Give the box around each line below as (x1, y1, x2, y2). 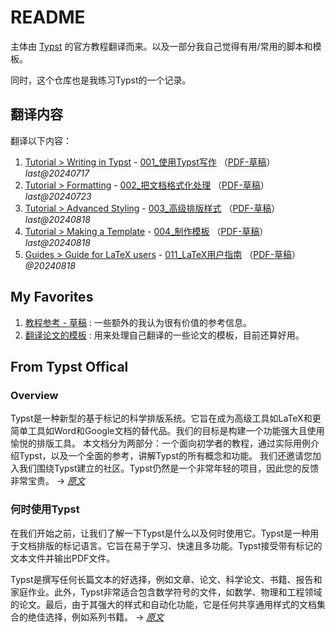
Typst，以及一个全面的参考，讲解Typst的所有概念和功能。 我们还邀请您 (18, 450, 313, 462)
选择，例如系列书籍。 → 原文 (44, 611, 165, 623)
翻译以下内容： (10, 134, 72, 146)
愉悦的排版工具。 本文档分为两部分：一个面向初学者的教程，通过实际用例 (10, 437, 311, 450)
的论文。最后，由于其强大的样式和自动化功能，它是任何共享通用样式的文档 (10, 598, 317, 610)
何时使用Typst (10, 502, 80, 516)
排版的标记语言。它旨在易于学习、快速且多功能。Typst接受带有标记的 (36, 539, 323, 551)
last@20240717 (24, 167, 90, 179)
